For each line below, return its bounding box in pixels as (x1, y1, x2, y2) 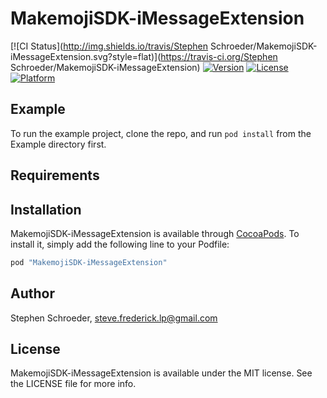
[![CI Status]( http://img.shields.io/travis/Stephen (10, 40, 209, 52)
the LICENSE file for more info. (10, 378, 137, 390)
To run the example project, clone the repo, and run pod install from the (10, 127, 312, 139)
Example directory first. (10, 138, 107, 150)
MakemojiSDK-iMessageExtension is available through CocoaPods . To (10, 227, 300, 239)
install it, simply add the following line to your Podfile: (10, 238, 230, 250)
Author (10, 285, 55, 302)
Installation (10, 201, 82, 218)
